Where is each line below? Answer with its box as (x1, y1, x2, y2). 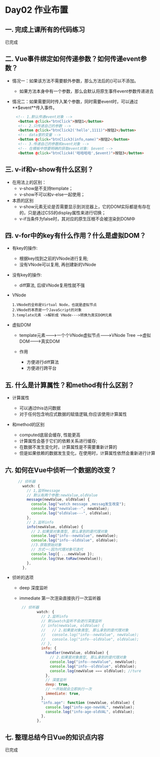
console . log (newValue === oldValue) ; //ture (49, 668, 142, 673)
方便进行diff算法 (26, 359, 59, 365)
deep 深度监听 (19, 585, 48, 591)
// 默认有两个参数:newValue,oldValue (26, 493, 98, 498)
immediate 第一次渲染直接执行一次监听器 (19, 595, 101, 601)
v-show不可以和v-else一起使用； (19, 191, 85, 197)
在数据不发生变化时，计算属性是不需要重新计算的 (19, 444, 117, 450)
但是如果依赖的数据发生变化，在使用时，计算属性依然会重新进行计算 (19, 450, 156, 456)
